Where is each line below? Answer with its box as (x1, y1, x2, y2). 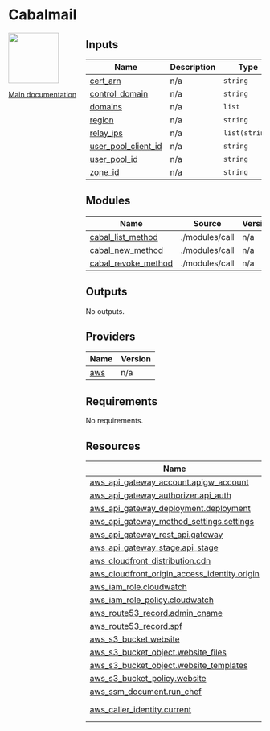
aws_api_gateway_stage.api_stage (89, 542, 219, 553)
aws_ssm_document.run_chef (89, 686, 202, 697)
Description (170, 62, 216, 72)
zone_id (89, 167, 120, 178)
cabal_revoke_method (89, 258, 173, 269)
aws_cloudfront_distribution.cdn (89, 555, 211, 567)
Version (120, 353, 151, 365)
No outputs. (85, 306, 125, 316)
